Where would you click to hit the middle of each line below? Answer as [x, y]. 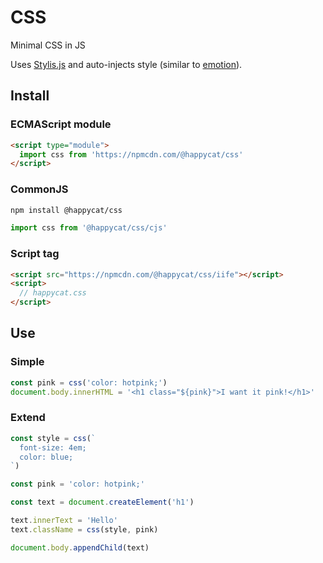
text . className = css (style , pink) [84, 529]
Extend [28, 418]
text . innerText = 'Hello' [64, 521]
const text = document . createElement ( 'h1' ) [102, 502]
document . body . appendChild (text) [80, 547]
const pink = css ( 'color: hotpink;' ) [89, 382]
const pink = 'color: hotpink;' [77, 484]
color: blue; [46, 457]
